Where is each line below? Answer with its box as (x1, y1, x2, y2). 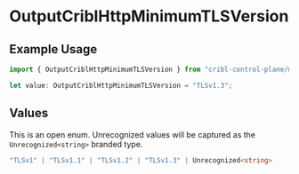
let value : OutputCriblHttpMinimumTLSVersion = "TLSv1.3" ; (9, 81, 233, 90)
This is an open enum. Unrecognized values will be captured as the (9, 129, 256, 139)
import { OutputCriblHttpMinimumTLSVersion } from (9, 65, 201, 74)
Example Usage (9, 42, 98, 57)
